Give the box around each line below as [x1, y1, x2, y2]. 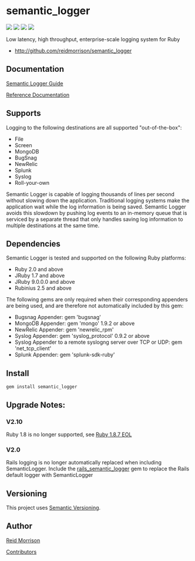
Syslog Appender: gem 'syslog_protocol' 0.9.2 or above [14, 333, 150, 340]
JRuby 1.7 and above [14, 272, 65, 279]
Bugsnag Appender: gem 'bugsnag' [14, 314, 101, 321]
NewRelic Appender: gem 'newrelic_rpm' [14, 326, 114, 333]
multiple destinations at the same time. [6, 222, 100, 229]
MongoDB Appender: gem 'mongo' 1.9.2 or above [14, 320, 135, 327]
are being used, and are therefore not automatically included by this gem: [6, 302, 184, 310]
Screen [14, 141, 32, 148]
